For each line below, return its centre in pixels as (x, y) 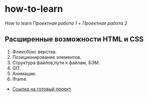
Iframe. (20, 79)
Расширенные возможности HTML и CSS (74, 39)
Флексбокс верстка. (34, 51)
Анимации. (24, 73)
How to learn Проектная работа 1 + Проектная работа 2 (66, 23)
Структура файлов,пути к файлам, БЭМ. (56, 63)
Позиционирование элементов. (47, 57)
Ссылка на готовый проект (41, 89)
